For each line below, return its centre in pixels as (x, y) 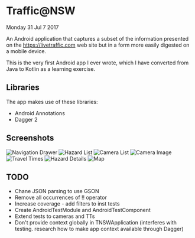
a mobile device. (26, 51)
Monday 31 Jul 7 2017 (32, 27)
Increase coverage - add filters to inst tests (67, 204)
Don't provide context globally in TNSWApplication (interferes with (96, 223)
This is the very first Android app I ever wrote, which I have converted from (97, 63)
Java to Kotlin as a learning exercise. (51, 69)
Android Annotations (40, 113)
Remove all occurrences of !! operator (61, 198)
